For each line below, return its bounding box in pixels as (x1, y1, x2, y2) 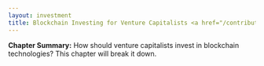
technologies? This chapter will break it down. (8, 49, 157, 58)
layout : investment (8, 11, 72, 20)
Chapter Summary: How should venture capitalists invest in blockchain (8, 40, 240, 49)
